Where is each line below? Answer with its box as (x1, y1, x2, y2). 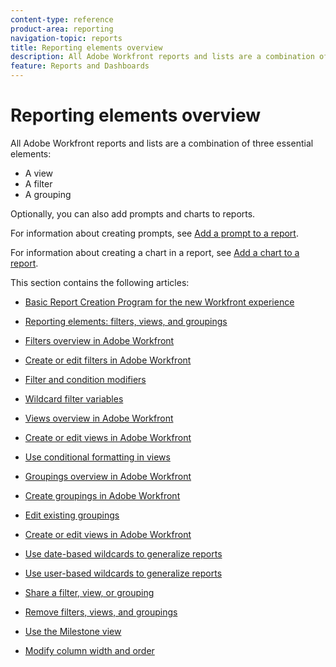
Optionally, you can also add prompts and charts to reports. (10, 207, 256, 220)
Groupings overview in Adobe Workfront (24, 470, 192, 482)
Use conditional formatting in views (24, 451, 171, 463)
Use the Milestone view (24, 625, 122, 637)
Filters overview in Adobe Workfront (24, 334, 175, 346)
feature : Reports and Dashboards (10, 61, 150, 71)
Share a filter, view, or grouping (24, 586, 155, 598)
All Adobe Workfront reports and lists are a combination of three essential (10, 137, 314, 149)
